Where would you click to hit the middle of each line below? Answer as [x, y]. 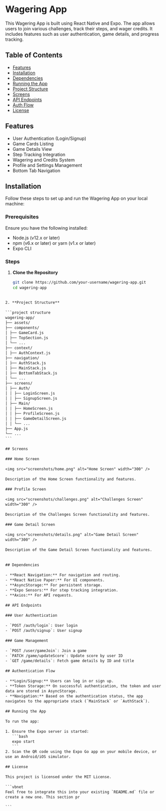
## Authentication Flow [30, 671]
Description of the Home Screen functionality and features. [71, 479]
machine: [15, 204]
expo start [23, 741]
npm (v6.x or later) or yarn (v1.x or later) [54, 243]
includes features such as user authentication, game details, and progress [82, 34]
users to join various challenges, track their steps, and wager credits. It [79, 28]
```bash [20, 736]
